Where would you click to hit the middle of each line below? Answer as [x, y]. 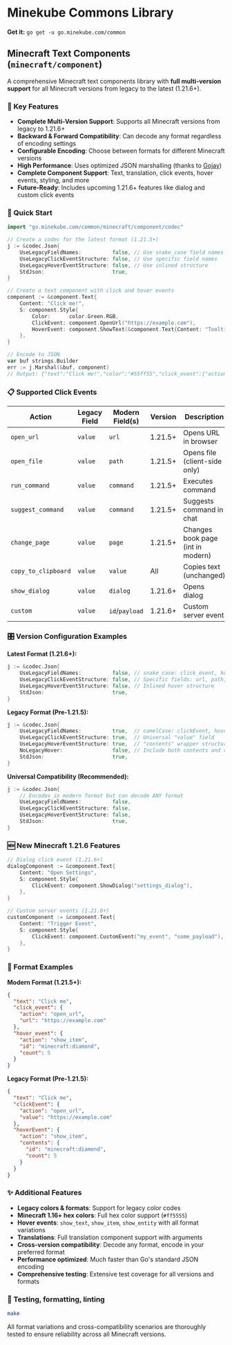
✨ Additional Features [45, 1193]
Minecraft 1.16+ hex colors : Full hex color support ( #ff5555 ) [102, 1215]
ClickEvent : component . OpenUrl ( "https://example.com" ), [114, 323]
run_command [30, 486]
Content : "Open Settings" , [58, 873]
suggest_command [37, 510]
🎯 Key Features [33, 106]
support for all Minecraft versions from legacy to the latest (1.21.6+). [104, 89]
